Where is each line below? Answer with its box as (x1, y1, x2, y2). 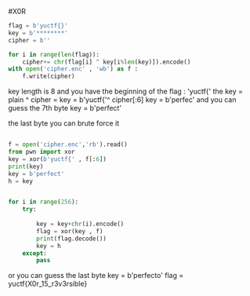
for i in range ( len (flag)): (8, 50, 100, 58)
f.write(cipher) (22, 72, 76, 81)
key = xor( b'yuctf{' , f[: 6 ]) (8, 155, 107, 163)
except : (22, 249, 47, 258)
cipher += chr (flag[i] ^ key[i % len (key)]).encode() (22, 58, 191, 66)
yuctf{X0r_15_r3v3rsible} (8, 279, 88, 289)
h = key (8, 177, 34, 185)
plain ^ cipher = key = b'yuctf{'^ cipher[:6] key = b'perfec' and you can (8, 95, 237, 104)
